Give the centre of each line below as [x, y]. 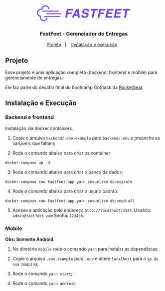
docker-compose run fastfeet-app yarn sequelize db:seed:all [70, 201]
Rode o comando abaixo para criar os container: [62, 153]
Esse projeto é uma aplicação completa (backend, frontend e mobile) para [81, 72]
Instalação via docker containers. [39, 128]
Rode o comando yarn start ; [42, 274]
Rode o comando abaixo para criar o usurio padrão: [65, 191]
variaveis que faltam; [34, 143]
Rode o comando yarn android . [45, 283]
